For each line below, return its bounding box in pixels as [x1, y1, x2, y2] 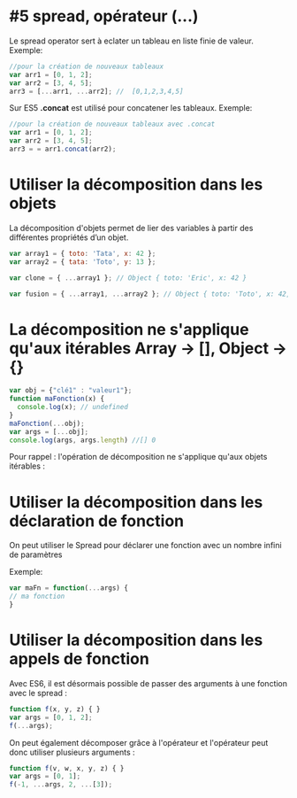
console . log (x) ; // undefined [17, 403, 128, 412]
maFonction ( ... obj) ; [9, 419, 86, 428]
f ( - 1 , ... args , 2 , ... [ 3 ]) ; [9, 780, 113, 789]
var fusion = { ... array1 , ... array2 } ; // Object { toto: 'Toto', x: [9, 290, 275, 298]
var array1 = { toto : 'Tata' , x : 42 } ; [9, 249, 156, 258]
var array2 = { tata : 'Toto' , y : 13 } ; [9, 257, 156, 267]
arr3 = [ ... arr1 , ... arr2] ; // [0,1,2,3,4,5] [9, 87, 184, 96]
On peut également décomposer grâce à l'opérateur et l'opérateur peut [9, 737, 269, 748]
